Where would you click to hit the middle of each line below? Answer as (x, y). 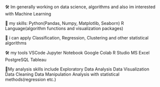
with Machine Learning (28, 14)
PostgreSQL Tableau (26, 60)
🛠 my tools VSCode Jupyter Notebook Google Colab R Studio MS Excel (78, 53)
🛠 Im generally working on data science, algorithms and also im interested (80, 7)
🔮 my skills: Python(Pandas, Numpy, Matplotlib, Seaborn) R (64, 23)
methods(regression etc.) (31, 79)
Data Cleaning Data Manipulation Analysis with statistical (62, 74)
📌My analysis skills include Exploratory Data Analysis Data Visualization (77, 69)
